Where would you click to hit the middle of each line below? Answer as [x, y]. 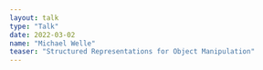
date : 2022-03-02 [42, 35]
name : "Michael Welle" [53, 43]
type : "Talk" [34, 26]
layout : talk [34, 18]
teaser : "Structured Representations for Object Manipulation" [132, 52]
